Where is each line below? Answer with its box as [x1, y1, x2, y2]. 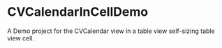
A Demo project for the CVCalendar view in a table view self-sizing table [7, 27, 215, 35]
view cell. [7, 34, 35, 42]
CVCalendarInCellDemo [7, 4, 149, 20]
